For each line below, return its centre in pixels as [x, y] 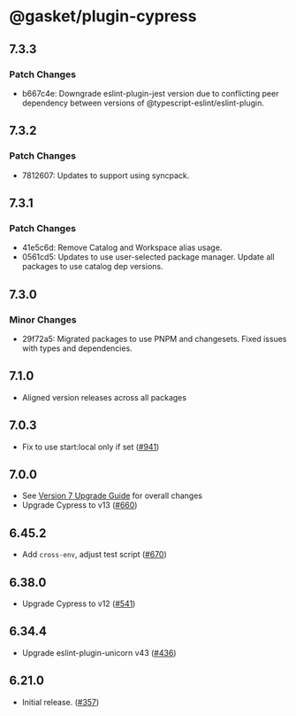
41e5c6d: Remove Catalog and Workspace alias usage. [122, 248]
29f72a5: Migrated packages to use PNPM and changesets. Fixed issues [154, 339]
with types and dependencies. [77, 348]
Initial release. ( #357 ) [61, 702]
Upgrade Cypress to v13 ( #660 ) [80, 505]
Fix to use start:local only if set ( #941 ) [91, 447]
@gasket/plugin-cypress [103, 16]
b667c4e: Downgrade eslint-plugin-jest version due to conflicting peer [150, 93]
